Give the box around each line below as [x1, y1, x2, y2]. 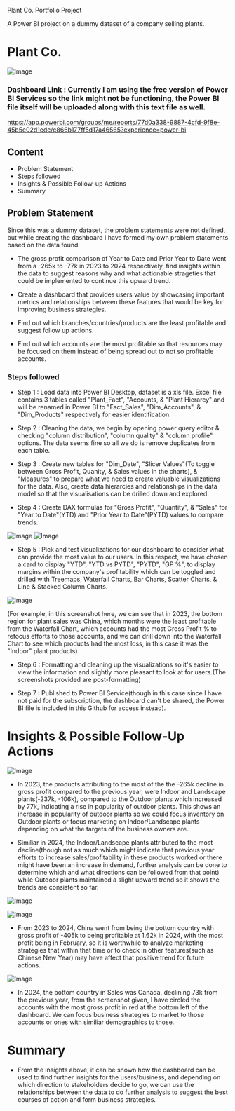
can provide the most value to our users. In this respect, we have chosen [17, 553, 228, 561]
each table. [17, 447, 51, 455]
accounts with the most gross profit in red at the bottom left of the [17, 1003, 208, 1011]
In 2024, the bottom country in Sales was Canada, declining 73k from [17, 988, 218, 997]
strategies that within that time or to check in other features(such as [17, 946, 214, 955]
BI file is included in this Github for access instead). [17, 704, 166, 712]
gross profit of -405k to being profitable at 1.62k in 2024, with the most [17, 932, 223, 940]
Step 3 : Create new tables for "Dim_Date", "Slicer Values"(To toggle [17, 460, 215, 468]
